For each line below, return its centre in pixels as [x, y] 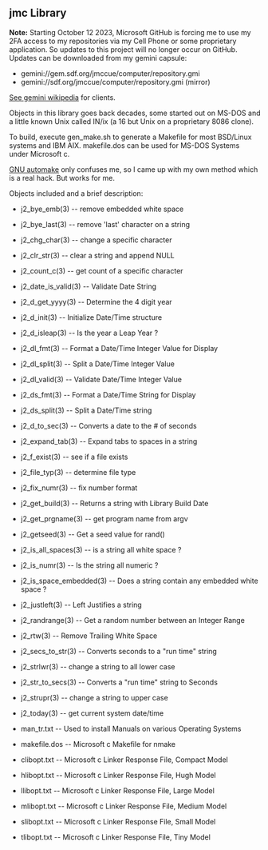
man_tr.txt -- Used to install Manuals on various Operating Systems [131, 728]
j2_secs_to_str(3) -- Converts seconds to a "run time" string [119, 651]
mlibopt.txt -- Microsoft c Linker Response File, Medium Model [124, 806]
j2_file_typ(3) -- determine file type [78, 472]
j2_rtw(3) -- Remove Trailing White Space [89, 636]
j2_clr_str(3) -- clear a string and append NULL [97, 255]
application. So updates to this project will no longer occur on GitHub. [123, 49]
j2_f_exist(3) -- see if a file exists [74, 457]
